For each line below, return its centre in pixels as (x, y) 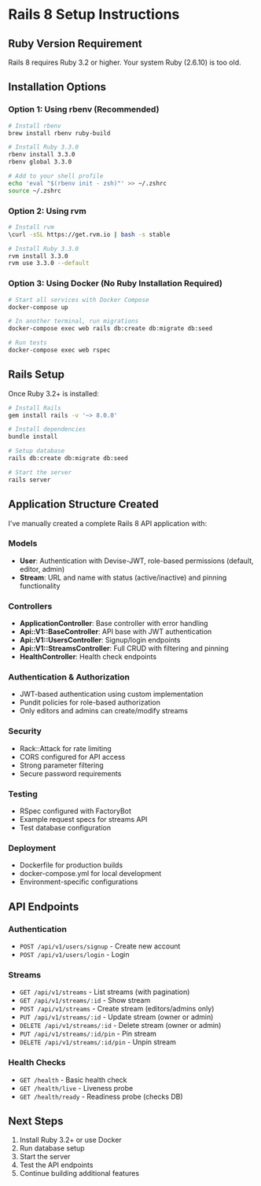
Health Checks (37, 1063)
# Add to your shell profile (56, 176)
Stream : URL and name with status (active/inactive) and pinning (123, 577)
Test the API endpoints (56, 1165)
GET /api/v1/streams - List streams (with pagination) (105, 992)
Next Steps (36, 1121)
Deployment (32, 848)
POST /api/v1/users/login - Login (74, 954)
